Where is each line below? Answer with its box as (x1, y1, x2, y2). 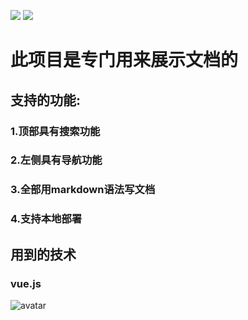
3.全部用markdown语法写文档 (10, 183, 156, 197)
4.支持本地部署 (10, 212, 83, 226)
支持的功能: (10, 91, 82, 109)
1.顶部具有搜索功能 (10, 124, 101, 138)
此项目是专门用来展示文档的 (10, 49, 239, 72)
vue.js (10, 276, 42, 290)
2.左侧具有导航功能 (10, 153, 103, 167)
